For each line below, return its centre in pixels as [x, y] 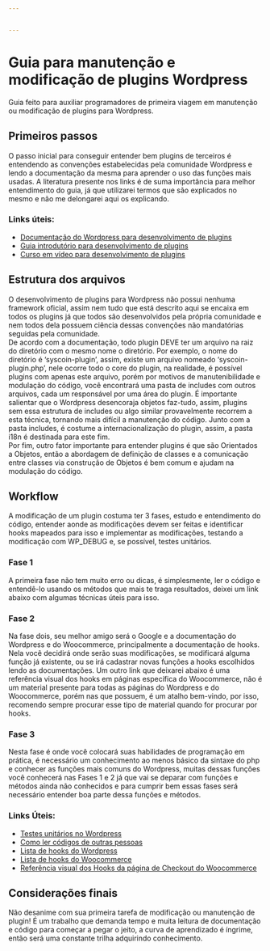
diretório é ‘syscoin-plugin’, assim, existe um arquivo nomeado [112, 359]
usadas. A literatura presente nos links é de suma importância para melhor [132, 181]
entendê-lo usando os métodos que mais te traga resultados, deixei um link [134, 589]
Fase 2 [21, 618]
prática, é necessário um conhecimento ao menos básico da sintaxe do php [134, 760]
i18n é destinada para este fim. [59, 437]
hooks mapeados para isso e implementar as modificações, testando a [126, 533]
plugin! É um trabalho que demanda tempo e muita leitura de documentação [135, 921]
